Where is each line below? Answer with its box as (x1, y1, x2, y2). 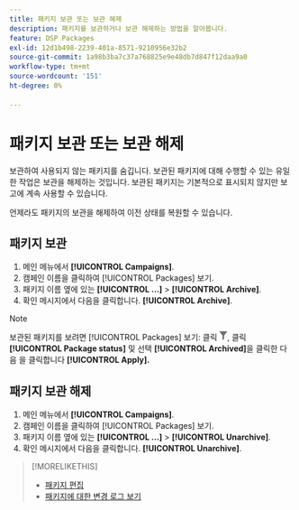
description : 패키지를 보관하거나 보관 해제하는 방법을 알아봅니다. (9, 23, 228, 33)
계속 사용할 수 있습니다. (25, 188, 108, 199)
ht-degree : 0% (9, 81, 63, 90)
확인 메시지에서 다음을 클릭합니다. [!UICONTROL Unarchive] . (22, 443, 242, 454)
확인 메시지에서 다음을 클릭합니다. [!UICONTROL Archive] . (22, 295, 232, 306)
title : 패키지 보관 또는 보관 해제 (9, 14, 122, 23)
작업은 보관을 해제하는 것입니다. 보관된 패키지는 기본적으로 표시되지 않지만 (18, 176, 279, 187)
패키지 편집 (44, 479, 84, 491)
